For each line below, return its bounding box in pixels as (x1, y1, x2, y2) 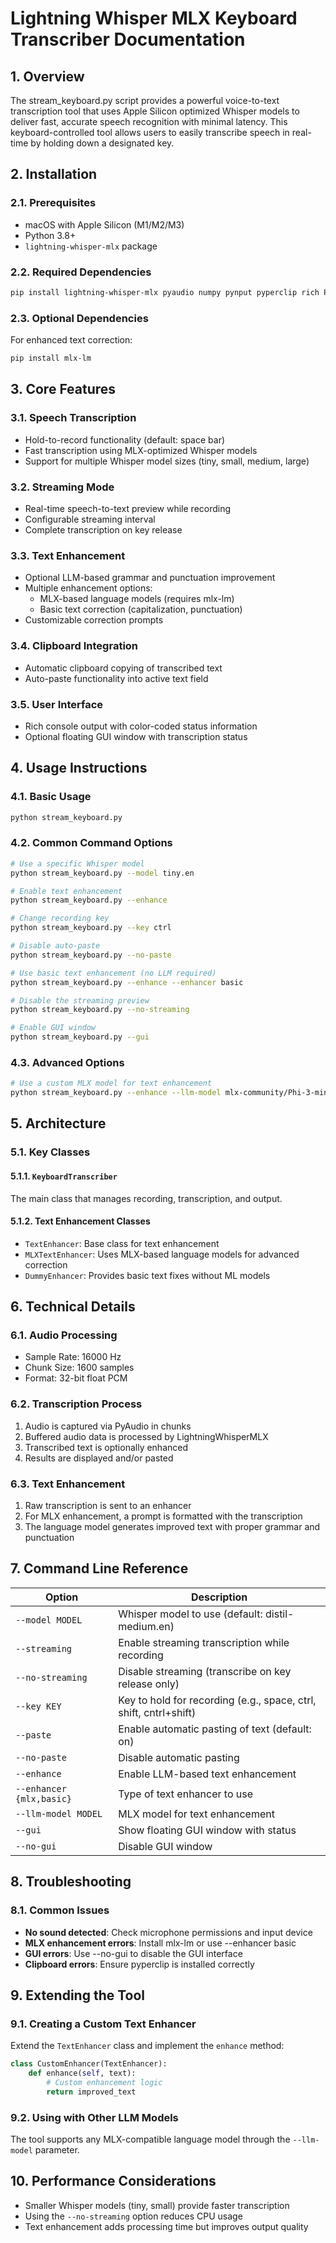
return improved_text (46, 2087, 137, 2097)
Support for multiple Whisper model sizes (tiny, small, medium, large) (24, 455, 310, 467)
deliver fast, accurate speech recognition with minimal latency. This (10, 116, 288, 127)
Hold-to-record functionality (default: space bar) (24, 433, 226, 446)
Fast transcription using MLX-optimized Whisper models (24, 444, 258, 456)
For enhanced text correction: (10, 334, 133, 346)
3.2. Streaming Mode (10, 480, 115, 494)
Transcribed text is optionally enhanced (24, 1441, 189, 1453)
